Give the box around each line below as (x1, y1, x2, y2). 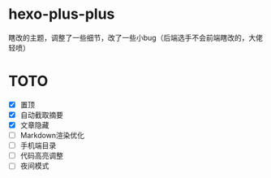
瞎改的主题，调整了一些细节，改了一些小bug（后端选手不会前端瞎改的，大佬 (8, 33, 264, 42)
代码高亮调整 (19, 151, 63, 161)
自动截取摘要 (19, 110, 63, 119)
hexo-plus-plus (8, 5, 115, 24)
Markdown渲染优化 (19, 131, 85, 141)
